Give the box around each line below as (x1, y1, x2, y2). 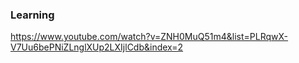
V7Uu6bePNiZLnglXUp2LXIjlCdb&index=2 (10, 41, 184, 53)
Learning (10, 8, 55, 22)
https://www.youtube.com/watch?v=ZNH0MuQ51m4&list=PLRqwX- (10, 31, 289, 43)
